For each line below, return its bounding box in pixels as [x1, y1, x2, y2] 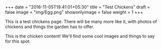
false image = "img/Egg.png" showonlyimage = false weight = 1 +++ [5, 9, 143, 15]
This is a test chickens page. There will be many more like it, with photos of [5, 19, 157, 24]
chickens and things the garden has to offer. [5, 24, 94, 30]
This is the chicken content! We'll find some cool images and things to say [5, 33, 155, 39]
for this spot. [5, 38, 31, 44]
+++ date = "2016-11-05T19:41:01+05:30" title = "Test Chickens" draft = [5, 4, 150, 10]
